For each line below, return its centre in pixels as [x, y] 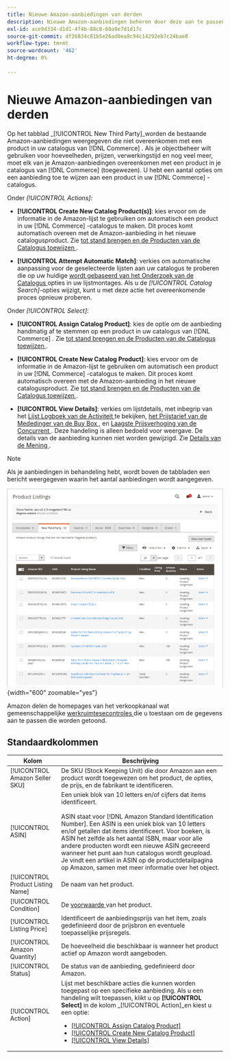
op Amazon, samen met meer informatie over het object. [140, 868]
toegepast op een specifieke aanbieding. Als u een [132, 990]
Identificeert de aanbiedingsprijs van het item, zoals [134, 918]
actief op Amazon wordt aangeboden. [114, 953]
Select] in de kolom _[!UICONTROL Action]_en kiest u [137, 1005]
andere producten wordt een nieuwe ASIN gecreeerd [136, 846]
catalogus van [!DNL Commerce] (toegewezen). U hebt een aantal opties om [115, 170]
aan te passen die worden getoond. [57, 721]
